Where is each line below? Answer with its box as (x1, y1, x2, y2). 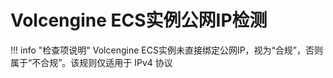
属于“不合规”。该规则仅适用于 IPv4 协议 (10, 56, 173, 68)
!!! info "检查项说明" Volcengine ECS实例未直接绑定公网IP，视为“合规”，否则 (10, 44, 323, 56)
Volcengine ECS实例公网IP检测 (10, 9, 268, 32)
